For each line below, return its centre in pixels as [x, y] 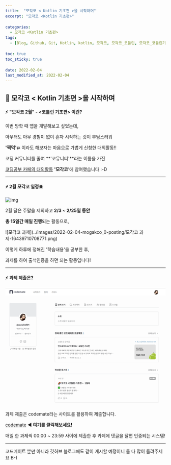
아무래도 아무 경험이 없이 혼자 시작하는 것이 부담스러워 [59, 137]
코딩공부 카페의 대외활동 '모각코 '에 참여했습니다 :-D [56, 169]
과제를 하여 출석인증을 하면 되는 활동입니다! [48, 260]
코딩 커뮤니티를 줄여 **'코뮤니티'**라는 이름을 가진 [55, 158]
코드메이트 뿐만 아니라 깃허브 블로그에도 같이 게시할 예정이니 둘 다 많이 [75, 451]
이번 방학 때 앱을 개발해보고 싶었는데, [42, 126]
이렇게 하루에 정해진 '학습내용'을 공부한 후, [47, 249]
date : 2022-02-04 [24, 70]
